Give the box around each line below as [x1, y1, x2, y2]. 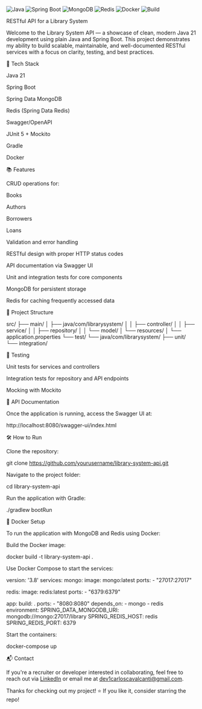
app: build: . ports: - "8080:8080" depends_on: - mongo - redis [6, 600, 164, 607]
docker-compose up [6, 643, 57, 650]
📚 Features [6, 166, 35, 173]
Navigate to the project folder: [6, 471, 81, 478]
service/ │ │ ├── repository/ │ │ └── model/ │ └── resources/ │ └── [6, 327, 182, 334]
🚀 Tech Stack [6, 60, 39, 67]
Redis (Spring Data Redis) [6, 107, 71, 114]
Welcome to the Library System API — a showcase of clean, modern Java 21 [6, 29, 196, 36]
